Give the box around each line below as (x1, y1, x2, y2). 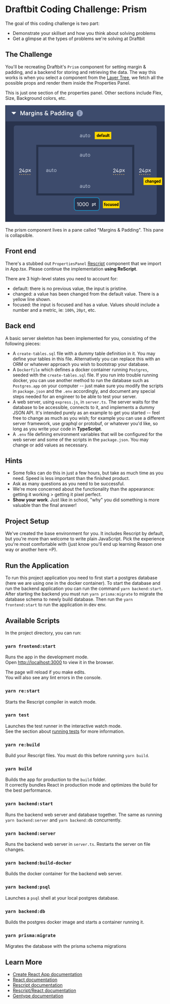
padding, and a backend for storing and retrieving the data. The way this (5, 69, 156, 75)
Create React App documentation (12, 972, 82, 977)
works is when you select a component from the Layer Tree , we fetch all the (5, 75, 163, 81)
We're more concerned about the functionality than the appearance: (12, 486, 155, 492)
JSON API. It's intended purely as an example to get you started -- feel (12, 410, 160, 416)
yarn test (5, 712, 29, 718)
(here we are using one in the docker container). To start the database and (5, 580, 161, 586)
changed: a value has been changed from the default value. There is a (12, 290, 159, 297)
